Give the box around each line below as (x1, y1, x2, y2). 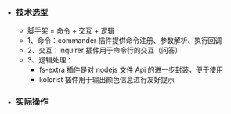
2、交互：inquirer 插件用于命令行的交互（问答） (27, 45, 182, 55)
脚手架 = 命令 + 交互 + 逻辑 (27, 26, 115, 36)
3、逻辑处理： (27, 55, 74, 65)
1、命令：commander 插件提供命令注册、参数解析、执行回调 (27, 36, 222, 45)
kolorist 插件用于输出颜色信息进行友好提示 (38, 75, 175, 84)
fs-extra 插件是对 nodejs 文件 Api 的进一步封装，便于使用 (38, 65, 224, 75)
